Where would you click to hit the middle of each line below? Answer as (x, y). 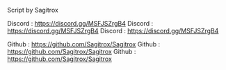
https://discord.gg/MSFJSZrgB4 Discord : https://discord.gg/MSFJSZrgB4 (113, 31)
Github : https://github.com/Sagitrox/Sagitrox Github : (84, 44)
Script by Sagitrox (33, 10)
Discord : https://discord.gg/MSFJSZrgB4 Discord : (80, 23)
